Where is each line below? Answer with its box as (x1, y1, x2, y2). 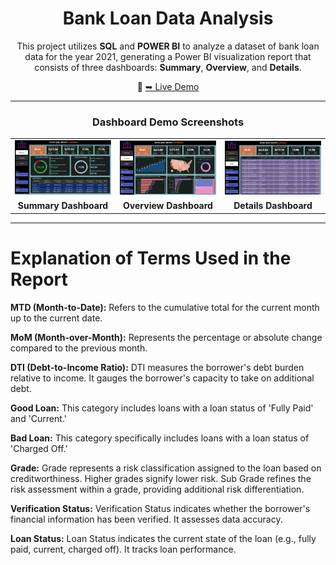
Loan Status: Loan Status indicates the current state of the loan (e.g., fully (10, 532, 317, 544)
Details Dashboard (233, 200, 313, 212)
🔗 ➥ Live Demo (136, 80, 200, 92)
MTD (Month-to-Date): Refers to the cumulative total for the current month (10, 301, 320, 313)
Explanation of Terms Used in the (10, 247, 292, 269)
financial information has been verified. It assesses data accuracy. (10, 513, 283, 525)
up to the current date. (10, 312, 103, 324)
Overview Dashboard (123, 200, 213, 212)
